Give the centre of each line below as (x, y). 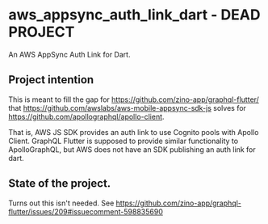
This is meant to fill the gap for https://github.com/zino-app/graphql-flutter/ (134, 99)
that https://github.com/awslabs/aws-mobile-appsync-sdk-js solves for (127, 108)
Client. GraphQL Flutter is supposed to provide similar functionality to (124, 141)
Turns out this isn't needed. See (61, 203)
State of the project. (60, 184)
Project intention (51, 80)
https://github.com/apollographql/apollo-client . (86, 116)
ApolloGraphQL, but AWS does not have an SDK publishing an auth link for (132, 149)
